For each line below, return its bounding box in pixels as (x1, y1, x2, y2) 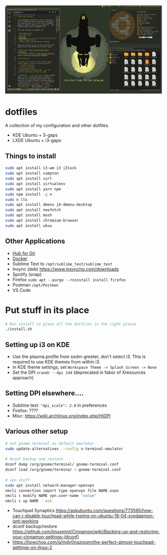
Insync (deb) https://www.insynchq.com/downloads (12, 266, 119, 272)
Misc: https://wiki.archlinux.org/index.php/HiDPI (12, 413, 111, 418)
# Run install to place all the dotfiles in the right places (5, 321, 137, 327)
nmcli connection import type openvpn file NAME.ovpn (5, 488, 119, 493)
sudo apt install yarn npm (5, 187, 61, 192)
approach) (12, 375, 34, 381)
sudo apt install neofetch (5, 208, 61, 212)
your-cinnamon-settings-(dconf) (12, 534, 80, 540)
